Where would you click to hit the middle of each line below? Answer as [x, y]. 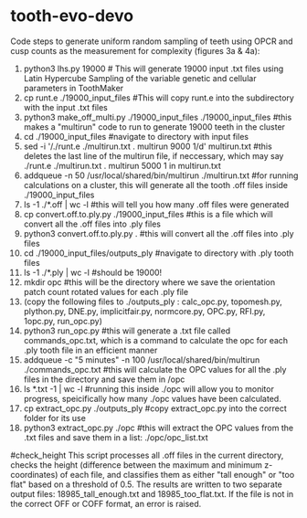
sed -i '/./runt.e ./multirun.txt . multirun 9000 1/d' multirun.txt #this [148, 146]
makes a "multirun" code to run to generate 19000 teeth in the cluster [154, 127]
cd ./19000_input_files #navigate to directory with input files [136, 136]
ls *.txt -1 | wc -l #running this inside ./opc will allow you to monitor [149, 388]
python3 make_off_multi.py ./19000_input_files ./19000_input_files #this [158, 117]
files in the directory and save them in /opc [104, 379]
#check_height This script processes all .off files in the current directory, [147, 455]
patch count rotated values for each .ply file [106, 291]
